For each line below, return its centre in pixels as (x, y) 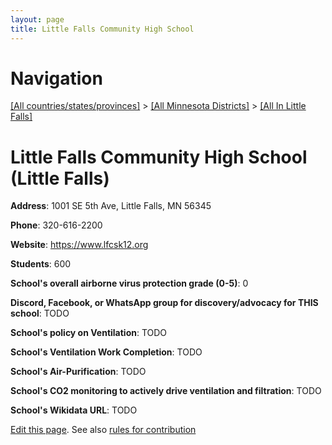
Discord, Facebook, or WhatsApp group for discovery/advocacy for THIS (164, 303)
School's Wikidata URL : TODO (74, 410)
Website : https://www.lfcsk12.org (79, 245)
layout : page (37, 19)
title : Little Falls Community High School (102, 29)
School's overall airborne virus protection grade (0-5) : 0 (129, 283)
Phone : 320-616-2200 (56, 225)
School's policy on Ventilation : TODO (89, 333)
